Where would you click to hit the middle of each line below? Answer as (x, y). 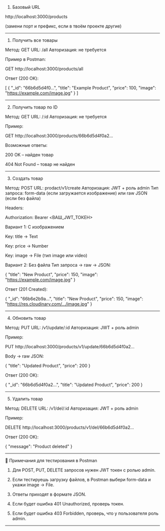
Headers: (14, 208)
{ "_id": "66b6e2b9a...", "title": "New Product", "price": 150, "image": (74, 299)
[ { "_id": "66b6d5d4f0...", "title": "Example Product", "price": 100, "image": (81, 88)
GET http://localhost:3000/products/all (44, 69)
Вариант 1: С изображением (35, 227)
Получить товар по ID (35, 107)
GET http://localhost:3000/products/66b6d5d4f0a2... (59, 136)
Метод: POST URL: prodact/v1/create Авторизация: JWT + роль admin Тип (82, 188)
